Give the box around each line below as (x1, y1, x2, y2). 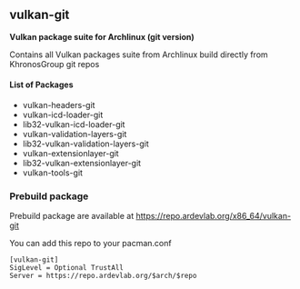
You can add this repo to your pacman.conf (9, 238, 172, 249)
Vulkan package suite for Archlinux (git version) (9, 31, 195, 42)
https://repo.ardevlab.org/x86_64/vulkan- (135, 211, 292, 222)
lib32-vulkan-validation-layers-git (22, 138, 149, 149)
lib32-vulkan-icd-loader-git (22, 119, 125, 130)
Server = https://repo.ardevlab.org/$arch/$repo (9, 272, 197, 281)
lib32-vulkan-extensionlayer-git (22, 158, 142, 169)
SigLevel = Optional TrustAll (9, 264, 125, 273)
